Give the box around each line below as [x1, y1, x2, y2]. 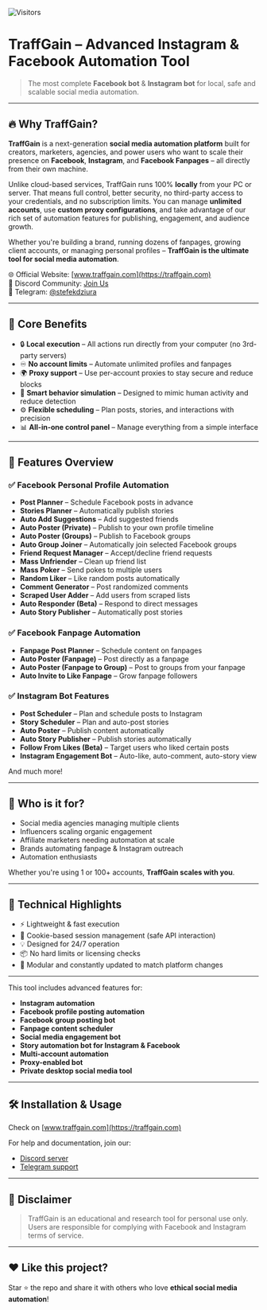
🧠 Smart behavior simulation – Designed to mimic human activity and [19, 388, 249, 397]
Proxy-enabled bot [19, 1058, 83, 1067]
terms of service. [27, 1230, 84, 1241]
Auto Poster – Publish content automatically [19, 725, 164, 735]
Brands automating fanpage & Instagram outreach [19, 844, 184, 853]
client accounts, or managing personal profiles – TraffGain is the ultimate [8, 245, 250, 255]
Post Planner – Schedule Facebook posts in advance [19, 497, 193, 507]
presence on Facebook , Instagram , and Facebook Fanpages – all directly [8, 155, 250, 165]
